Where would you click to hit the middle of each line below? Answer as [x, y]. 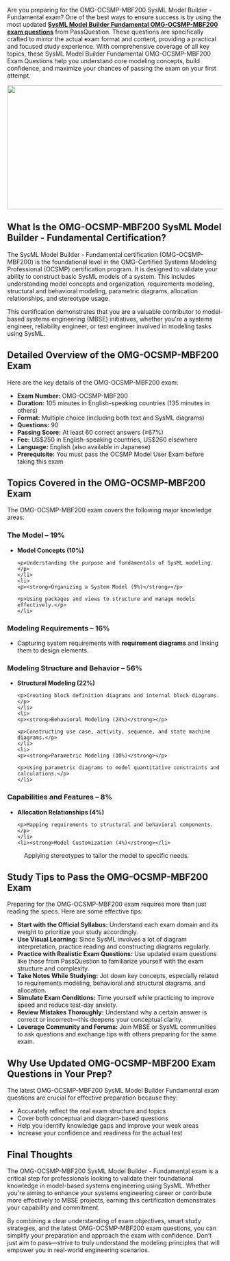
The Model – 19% [36, 535]
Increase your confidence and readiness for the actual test [100, 1133]
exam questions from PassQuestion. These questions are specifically [105, 32]
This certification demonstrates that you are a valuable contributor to [104, 311]
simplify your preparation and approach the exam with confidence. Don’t [110, 1236]
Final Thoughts [40, 1154]
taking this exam [40, 461]
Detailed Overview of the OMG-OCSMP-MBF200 [113, 355]
